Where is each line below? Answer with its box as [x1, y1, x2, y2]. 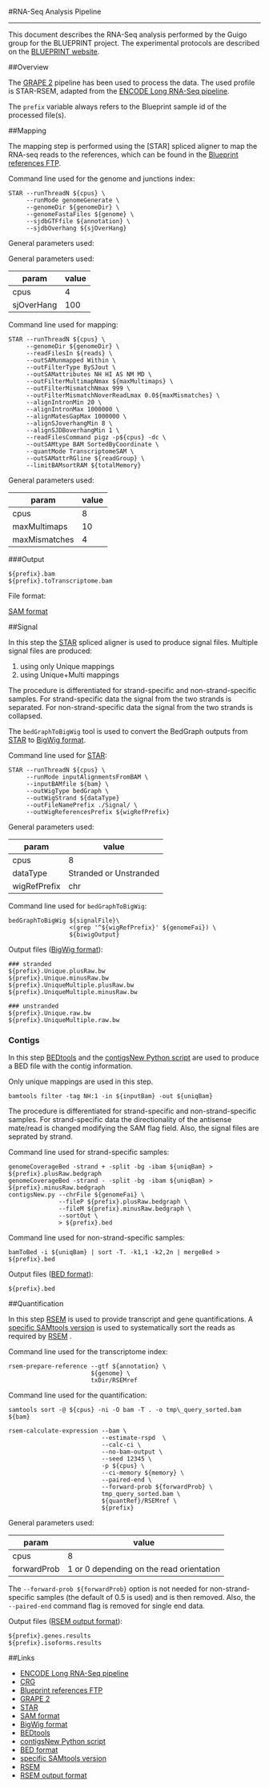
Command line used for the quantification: [8, 1390, 147, 1400]
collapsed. [8, 712, 42, 720]
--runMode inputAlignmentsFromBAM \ [26, 773, 149, 781]
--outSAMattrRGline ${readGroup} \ [26, 455, 146, 463]
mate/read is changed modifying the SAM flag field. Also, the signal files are [8, 1124, 259, 1133]
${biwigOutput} [69, 931, 120, 939]
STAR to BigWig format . [8, 736, 86, 744]
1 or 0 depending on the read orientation [67, 1564, 221, 1575]
